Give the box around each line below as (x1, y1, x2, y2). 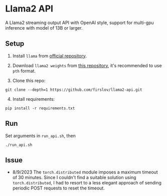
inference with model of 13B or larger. (5, 25, 83, 31)
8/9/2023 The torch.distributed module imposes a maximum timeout (12, 169, 158, 175)
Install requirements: (12, 96, 55, 102)
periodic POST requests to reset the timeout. (12, 185, 105, 191)
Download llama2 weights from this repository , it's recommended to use (12, 62, 162, 68)
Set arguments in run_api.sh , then (5, 132, 76, 138)
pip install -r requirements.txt (5, 106, 75, 111)
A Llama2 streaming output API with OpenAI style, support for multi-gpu (5, 20, 154, 26)
